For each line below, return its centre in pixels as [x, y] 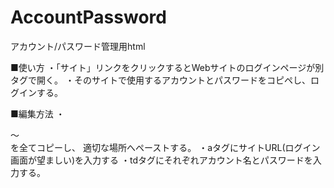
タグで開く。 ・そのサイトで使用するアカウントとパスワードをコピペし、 [160, 80]
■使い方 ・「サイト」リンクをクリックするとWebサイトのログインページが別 [167, 67]
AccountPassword [88, 17]
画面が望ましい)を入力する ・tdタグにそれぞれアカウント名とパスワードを [161, 160]
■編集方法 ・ [37, 113]
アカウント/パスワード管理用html [78, 46]
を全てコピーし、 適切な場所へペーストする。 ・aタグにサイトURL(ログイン [165, 147]
